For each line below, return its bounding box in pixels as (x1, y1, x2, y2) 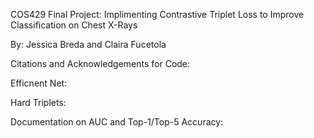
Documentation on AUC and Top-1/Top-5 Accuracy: (10, 116, 224, 128)
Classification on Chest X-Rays (10, 19, 138, 31)
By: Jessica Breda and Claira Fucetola (10, 39, 167, 50)
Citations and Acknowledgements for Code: (10, 58, 191, 69)
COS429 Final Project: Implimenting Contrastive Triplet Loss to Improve (10, 9, 305, 20)
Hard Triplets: (10, 97, 67, 108)
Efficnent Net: (10, 77, 68, 89)
